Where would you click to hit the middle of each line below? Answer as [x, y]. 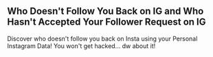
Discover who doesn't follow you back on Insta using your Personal [102, 38]
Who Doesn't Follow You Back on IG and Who [105, 11]
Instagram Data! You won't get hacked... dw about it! [81, 46]
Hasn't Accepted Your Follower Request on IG [106, 22]
